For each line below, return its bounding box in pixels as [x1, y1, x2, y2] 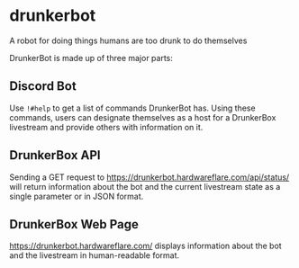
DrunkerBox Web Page [9, 217, 140, 232]
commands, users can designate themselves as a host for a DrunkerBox [9, 112, 276, 122]
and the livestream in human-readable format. [9, 250, 180, 261]
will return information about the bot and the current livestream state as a [9, 181, 281, 192]
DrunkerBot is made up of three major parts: [9, 52, 174, 63]
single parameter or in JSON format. [9, 191, 144, 201]
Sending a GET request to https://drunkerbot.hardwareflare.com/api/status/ [9, 172, 290, 183]
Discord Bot [9, 78, 77, 94]
